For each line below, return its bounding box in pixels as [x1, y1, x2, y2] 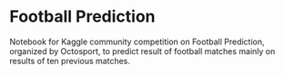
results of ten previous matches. [9, 55, 130, 66]
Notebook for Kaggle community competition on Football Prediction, [9, 36, 266, 47]
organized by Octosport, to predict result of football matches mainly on [9, 45, 276, 56]
